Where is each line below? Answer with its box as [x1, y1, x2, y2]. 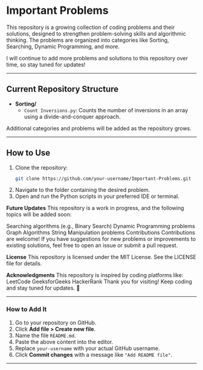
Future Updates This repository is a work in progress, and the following [6, 205, 184, 212]
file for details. [6, 260, 42, 267]
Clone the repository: [14, 164, 68, 171]
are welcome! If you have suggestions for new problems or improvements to [6, 235, 196, 243]
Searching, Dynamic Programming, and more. [6, 43, 120, 50]
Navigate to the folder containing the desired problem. [14, 187, 150, 194]
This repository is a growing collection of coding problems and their [6, 24, 175, 31]
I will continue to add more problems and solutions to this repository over [6, 54, 188, 62]
